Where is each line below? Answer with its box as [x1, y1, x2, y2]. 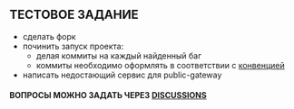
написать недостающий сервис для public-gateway [22, 69, 222, 80]
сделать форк [22, 31, 76, 41]
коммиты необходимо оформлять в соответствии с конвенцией [35, 59, 285, 70]
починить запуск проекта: [22, 41, 124, 51]
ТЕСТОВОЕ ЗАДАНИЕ [9, 7, 139, 23]
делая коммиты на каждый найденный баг [35, 50, 202, 61]
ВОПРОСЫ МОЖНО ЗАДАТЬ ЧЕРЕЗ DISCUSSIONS [9, 90, 207, 101]
